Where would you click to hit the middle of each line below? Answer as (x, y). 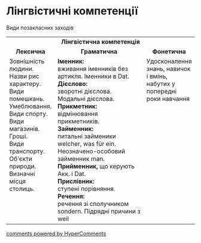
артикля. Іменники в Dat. (94, 76)
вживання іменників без (93, 68)
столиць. (22, 188)
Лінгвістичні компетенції (72, 11)
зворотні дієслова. (85, 91)
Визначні (22, 173)
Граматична (99, 51)
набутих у (161, 83)
